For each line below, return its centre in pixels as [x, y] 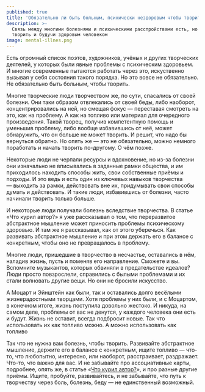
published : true [27, 12]
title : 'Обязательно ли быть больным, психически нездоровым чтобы [94, 18]
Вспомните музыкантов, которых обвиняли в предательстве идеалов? [98, 268]
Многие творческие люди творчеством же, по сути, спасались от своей [101, 96]
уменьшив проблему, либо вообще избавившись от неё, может [89, 128]
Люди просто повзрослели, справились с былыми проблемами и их [96, 274]
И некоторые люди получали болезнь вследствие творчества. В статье [100, 210]
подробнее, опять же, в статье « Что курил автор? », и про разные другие [102, 369]
